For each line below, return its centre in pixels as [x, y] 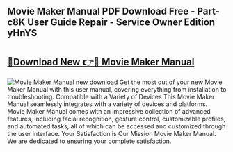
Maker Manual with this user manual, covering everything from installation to [117, 89]
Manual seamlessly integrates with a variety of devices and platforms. [107, 104]
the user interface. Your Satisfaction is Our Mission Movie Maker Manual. [112, 134]
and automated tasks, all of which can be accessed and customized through [116, 126]
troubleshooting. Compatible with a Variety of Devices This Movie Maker [111, 97]
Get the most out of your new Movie [171, 82]
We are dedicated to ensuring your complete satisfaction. [89, 141]
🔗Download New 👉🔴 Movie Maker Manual [101, 62]
